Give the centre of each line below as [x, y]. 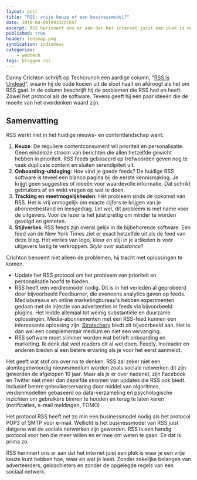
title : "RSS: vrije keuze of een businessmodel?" [68, 17]
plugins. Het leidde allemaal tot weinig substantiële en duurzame [93, 313]
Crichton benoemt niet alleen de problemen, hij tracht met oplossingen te [94, 258]
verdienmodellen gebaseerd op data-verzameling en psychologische [89, 393]
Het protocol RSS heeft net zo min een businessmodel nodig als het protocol [98, 417]
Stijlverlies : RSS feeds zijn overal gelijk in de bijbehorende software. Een [103, 227]
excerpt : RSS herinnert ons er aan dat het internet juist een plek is [95, 28]
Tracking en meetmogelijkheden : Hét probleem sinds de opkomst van [100, 196]
